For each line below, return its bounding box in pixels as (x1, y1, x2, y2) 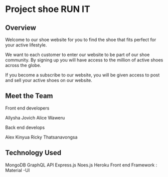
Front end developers (5, 105, 50, 111)
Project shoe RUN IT (5, 3, 90, 15)
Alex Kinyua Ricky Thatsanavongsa (5, 134, 78, 140)
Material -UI (5, 167, 30, 173)
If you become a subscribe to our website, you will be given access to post (5, 72, 160, 78)
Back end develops (5, 124, 45, 130)
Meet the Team (5, 91, 53, 100)
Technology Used (5, 148, 62, 157)
